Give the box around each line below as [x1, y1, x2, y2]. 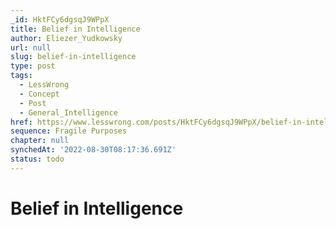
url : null [10, 42, 52, 53]
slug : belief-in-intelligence [10, 52, 137, 62]
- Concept [19, 89, 60, 99]
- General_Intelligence [19, 107, 118, 118]
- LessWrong [19, 80, 70, 90]
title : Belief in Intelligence [10, 24, 141, 34]
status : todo [10, 154, 65, 164]
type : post [10, 61, 56, 71]
